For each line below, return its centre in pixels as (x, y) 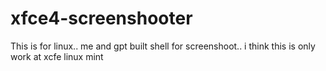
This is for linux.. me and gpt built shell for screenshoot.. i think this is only (163, 46)
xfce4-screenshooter (101, 18)
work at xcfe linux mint (57, 56)
